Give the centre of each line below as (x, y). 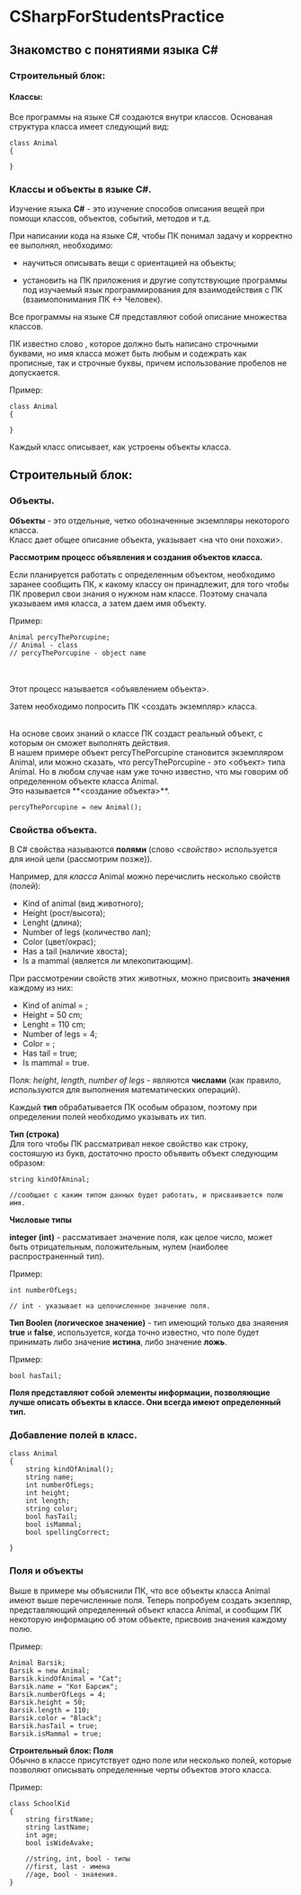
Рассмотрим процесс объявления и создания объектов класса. (136, 557)
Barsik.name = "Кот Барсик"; (64, 1686)
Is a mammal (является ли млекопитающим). (107, 960)
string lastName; (58, 1827)
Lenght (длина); (52, 922)
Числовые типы (40, 1220)
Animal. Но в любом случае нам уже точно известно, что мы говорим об (149, 771)
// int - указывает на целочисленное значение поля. (110, 1306)
